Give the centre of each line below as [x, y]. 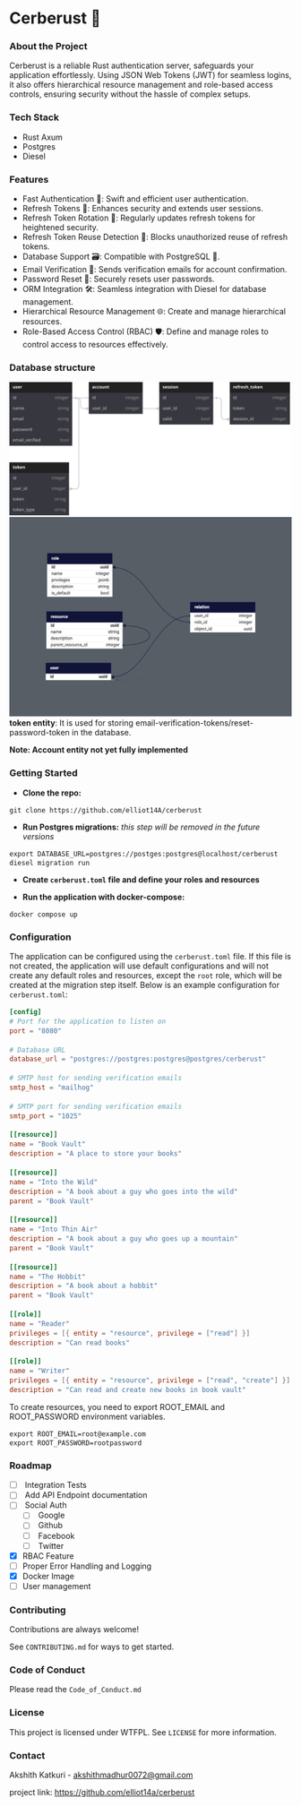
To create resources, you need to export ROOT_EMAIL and [117, 1406]
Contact [27, 1755]
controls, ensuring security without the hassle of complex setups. [130, 94]
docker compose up [43, 914]
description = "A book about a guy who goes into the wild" [124, 1191]
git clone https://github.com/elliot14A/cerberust [106, 810]
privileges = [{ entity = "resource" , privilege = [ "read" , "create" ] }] [150, 1380]
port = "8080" [36, 1031]
